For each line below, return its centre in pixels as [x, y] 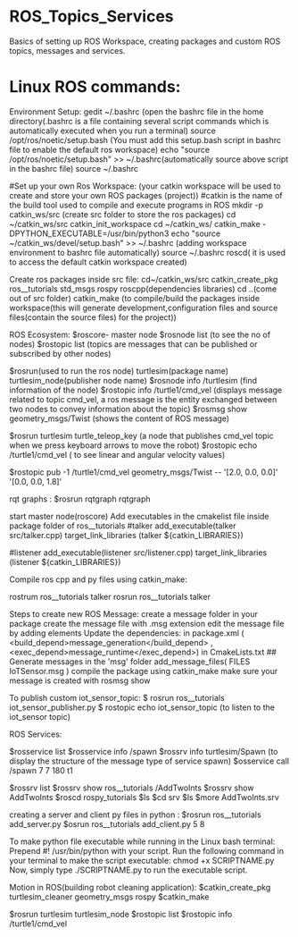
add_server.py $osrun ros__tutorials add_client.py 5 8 [107, 823]
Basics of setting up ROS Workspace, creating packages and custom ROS [145, 41]
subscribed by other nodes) [60, 353]
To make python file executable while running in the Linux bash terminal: [142, 841]
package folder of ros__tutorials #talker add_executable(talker [123, 526]
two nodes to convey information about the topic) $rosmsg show [128, 409]
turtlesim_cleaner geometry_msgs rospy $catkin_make [109, 897]
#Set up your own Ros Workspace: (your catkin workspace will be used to [145, 186]
